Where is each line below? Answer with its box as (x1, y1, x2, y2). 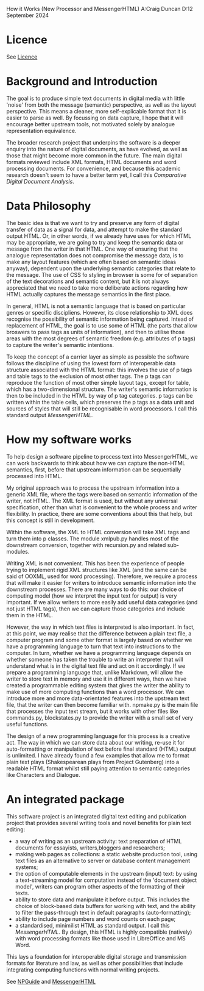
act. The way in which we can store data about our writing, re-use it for (6, 739, 185, 746)
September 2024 (6, 12, 49, 19)
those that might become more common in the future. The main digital (6, 152, 182, 159)
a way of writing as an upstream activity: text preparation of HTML (15, 837, 182, 845)
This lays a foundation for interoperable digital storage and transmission (6, 953, 187, 960)
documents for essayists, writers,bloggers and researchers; (15, 844, 166, 851)
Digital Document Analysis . (6, 177, 74, 185)
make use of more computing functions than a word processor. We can (6, 688, 185, 695)
